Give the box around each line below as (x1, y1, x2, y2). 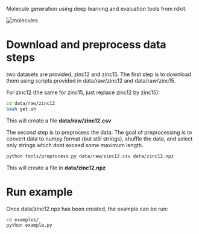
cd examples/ (6, 217, 39, 223)
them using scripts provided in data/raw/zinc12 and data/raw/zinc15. (6, 77, 176, 84)
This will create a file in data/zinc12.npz (6, 164, 106, 171)
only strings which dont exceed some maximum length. (6, 141, 144, 148)
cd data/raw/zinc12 (6, 100, 55, 106)
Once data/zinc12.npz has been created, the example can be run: (6, 205, 168, 212)
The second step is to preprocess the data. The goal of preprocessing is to (6, 128, 192, 136)
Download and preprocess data (6, 38, 167, 52)
